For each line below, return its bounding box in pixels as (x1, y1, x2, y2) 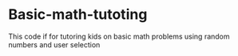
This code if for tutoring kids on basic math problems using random (8, 32, 230, 41)
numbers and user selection (8, 39, 101, 49)
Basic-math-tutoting (8, 6, 148, 24)
